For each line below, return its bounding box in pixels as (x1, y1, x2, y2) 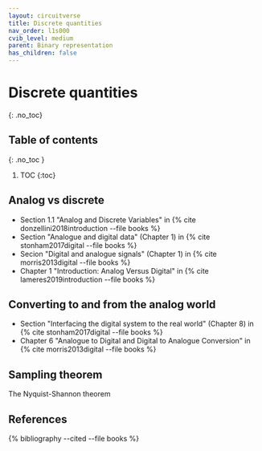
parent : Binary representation (8, 42, 113, 50)
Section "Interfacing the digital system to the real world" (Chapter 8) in (19, 319, 255, 329)
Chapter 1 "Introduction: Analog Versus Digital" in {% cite (19, 266, 209, 275)
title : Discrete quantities (8, 19, 103, 27)
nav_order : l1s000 (8, 26, 70, 35)
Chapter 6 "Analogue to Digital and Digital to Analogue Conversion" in (19, 336, 251, 346)
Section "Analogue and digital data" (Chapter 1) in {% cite (19, 232, 211, 242)
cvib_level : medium (8, 34, 74, 43)
